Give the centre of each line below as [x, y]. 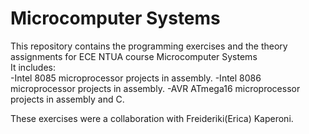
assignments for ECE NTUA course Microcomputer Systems [134, 56]
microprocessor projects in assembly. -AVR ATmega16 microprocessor [155, 88]
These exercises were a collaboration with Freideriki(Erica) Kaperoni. [152, 118]
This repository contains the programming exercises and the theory [149, 46]
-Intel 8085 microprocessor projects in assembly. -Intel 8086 [136, 78]
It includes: [33, 67]
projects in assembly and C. [67, 99]
